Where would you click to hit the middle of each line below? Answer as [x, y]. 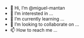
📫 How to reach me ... [34, 30]
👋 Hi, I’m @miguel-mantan [37, 8]
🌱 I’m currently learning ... [37, 19]
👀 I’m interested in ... [32, 13]
